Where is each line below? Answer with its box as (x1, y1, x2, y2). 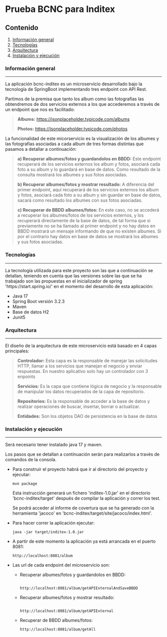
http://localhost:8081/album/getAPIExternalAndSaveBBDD (19, 586, 138, 591)
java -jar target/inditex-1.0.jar (12, 530, 84, 535)
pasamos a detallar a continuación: (5, 146, 77, 152)
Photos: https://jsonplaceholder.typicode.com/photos (17, 126, 128, 132)
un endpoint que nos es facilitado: (5, 106, 75, 113)
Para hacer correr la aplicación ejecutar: (12, 520, 95, 526)
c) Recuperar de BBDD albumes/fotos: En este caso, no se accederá (17, 207, 160, 213)
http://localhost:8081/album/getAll (19, 627, 96, 632)
